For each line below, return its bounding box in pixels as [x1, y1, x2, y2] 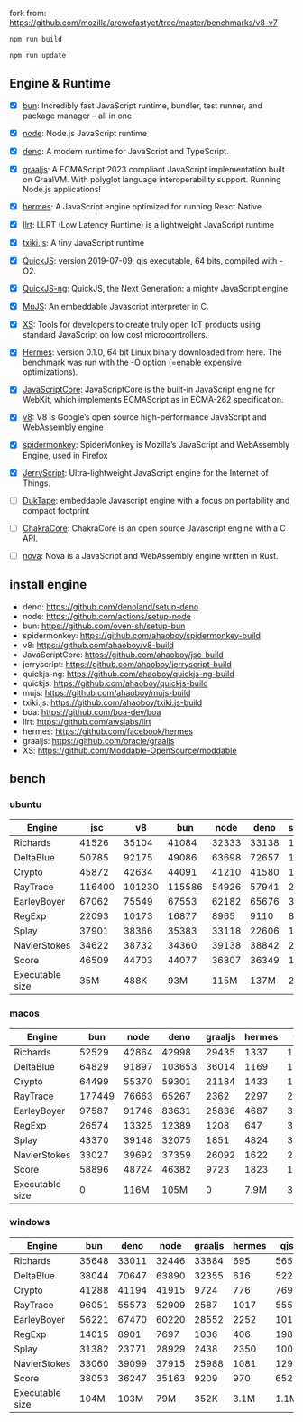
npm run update [9, 51, 67, 60]
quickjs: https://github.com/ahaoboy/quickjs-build [22, 677, 208, 689]
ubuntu [9, 798, 42, 811]
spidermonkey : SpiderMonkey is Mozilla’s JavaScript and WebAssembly [22, 440, 290, 451]
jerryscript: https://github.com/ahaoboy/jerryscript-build [22, 658, 232, 669]
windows [9, 1216, 50, 1229]
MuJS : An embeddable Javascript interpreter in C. [22, 302, 209, 312]
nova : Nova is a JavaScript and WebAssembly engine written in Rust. [22, 550, 279, 561]
